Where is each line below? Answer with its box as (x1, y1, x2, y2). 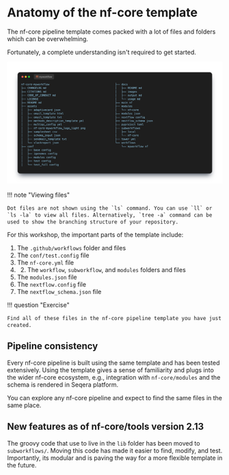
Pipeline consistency (7, 341, 98, 352)
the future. (7, 461, 37, 469)
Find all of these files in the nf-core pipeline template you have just (7, 315, 222, 321)
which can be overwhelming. (7, 34, 89, 42)
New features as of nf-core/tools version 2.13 (7, 421, 204, 433)
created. (7, 321, 32, 328)
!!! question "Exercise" (7, 300, 70, 309)
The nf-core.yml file (16, 258, 75, 267)
